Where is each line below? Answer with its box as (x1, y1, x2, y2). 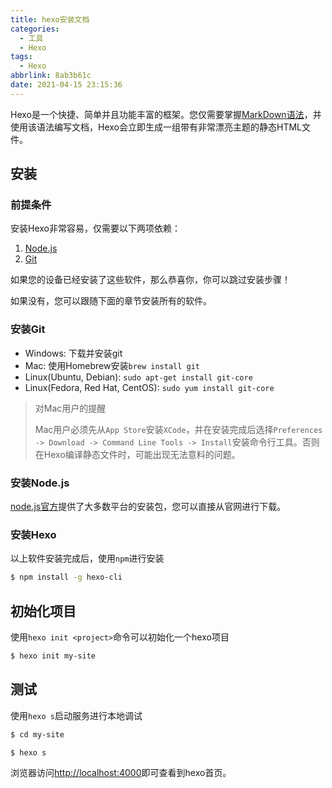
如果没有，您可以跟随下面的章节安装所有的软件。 (10, 295, 212, 307)
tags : (10, 52, 33, 62)
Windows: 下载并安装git (24, 347, 123, 359)
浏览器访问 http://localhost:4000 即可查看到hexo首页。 (10, 767, 232, 779)
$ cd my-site (10, 729, 65, 740)
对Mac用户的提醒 (34, 402, 107, 414)
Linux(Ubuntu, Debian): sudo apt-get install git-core (24, 371, 253, 383)
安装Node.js (10, 476, 70, 490)
